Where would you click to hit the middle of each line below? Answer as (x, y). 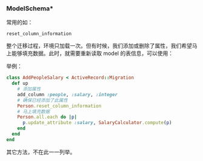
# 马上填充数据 (34, 111)
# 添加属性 (29, 89)
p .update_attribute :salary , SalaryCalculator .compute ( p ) (97, 123)
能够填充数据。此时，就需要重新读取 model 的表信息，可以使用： (92, 53)
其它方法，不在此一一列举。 (41, 152)
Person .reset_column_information (59, 106)
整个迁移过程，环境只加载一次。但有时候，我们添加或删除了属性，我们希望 (99, 46)
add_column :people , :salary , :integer (68, 94)
